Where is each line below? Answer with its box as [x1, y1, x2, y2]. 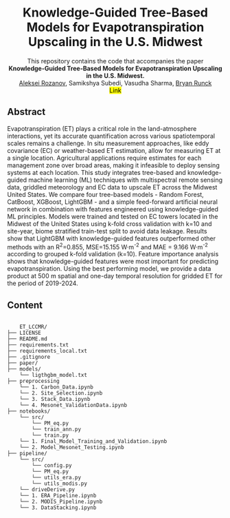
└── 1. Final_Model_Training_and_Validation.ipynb [19, 438, 168, 445]
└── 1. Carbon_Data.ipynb [19, 384, 94, 391]
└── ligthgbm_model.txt [19, 372, 88, 379]
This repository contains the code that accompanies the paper [27, 56, 204, 65]
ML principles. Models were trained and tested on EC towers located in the [7, 212, 218, 220]
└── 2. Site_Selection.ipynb [19, 390, 103, 397]
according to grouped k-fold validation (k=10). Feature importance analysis [7, 250, 219, 258]
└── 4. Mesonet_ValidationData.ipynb [19, 402, 128, 409]
